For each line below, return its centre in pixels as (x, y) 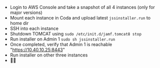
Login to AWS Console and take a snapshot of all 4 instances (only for (82, 7)
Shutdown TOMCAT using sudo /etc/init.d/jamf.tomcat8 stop (76, 34)
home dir (19, 23)
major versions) (26, 12)
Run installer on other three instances (49, 55)
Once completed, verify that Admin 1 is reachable (61, 44)
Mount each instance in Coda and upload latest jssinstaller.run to (80, 18)
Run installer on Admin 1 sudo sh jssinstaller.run (63, 39)
